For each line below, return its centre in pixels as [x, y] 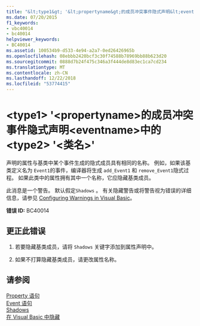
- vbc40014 [20, 28]
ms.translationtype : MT [36, 67]
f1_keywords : [22, 23]
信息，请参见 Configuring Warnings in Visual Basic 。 [71, 198]
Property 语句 [23, 296]
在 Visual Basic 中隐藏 [33, 316]
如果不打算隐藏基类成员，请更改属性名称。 [67, 259]
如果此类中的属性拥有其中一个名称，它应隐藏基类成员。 [86, 177]
